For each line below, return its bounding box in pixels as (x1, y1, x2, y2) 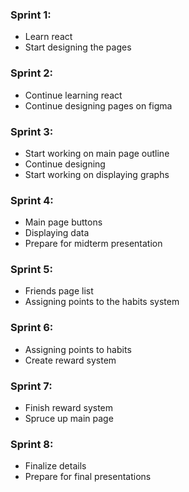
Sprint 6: (10, 321, 54, 335)
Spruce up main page (24, 413, 114, 425)
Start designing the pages (24, 41, 132, 53)
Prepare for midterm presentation (24, 238, 163, 250)
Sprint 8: (10, 438, 54, 451)
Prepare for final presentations (24, 471, 152, 483)
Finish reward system (24, 402, 114, 414)
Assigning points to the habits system (24, 296, 180, 308)
